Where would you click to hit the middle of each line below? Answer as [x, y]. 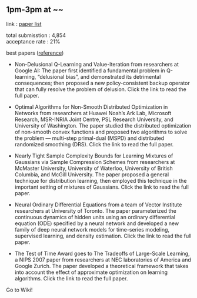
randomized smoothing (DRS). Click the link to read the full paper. [94, 144]
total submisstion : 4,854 [36, 35]
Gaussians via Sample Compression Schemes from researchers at [95, 162]
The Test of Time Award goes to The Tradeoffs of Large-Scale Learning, [102, 253]
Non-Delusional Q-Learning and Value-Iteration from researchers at [97, 64]
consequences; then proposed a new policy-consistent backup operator [102, 83]
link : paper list [24, 24]
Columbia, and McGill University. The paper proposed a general [92, 174]
